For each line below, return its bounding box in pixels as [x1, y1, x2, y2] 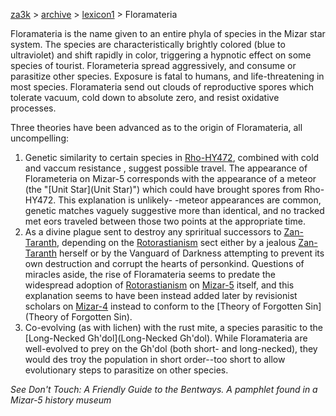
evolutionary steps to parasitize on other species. [24, 364, 229, 376]
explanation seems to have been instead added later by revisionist [24, 290, 298, 301]
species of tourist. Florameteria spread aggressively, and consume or [10, 60, 297, 71]
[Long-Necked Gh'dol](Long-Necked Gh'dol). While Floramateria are [24, 332, 308, 344]
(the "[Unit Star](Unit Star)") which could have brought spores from [24, 184, 303, 195]
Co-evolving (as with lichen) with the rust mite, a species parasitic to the [24, 322, 323, 333]
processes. [10, 102, 57, 114]
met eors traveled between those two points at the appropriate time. [24, 215, 306, 227]
